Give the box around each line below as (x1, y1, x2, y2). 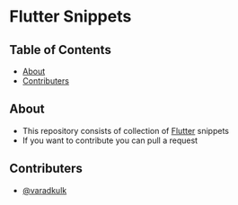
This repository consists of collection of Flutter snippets (22, 125, 229, 136)
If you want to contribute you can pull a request (22, 135, 198, 146)
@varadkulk (22, 184, 67, 195)
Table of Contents (9, 42, 112, 58)
